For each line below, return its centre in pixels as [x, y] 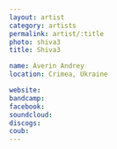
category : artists [43, 26]
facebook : [27, 107]
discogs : [25, 123]
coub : [19, 131]
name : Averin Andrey [47, 66]
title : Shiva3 [35, 50]
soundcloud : [31, 115]
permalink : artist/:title [56, 34]
